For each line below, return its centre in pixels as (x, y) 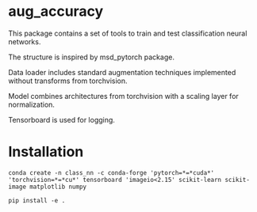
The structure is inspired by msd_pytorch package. (91, 57)
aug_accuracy (56, 11)
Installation (46, 152)
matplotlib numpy (58, 187)
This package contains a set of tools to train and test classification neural (128, 33)
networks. (25, 41)
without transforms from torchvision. (68, 81)
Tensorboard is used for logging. (61, 119)
